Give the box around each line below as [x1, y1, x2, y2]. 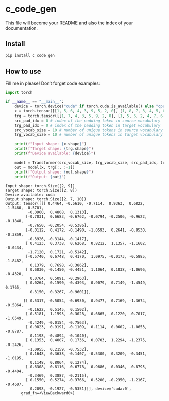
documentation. [5, 25, 38, 31]
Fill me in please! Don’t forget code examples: [5, 80, 100, 86]
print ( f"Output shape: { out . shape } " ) [14, 169, 94, 175]
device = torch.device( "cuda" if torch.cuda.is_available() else [14, 104, 154, 109]
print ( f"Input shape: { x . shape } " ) [14, 142, 87, 147]
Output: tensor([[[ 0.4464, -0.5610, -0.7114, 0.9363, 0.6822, [5, 201, 145, 206]
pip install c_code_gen [5, 53, 55, 58]
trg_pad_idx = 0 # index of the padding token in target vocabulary [14, 123, 161, 128]
